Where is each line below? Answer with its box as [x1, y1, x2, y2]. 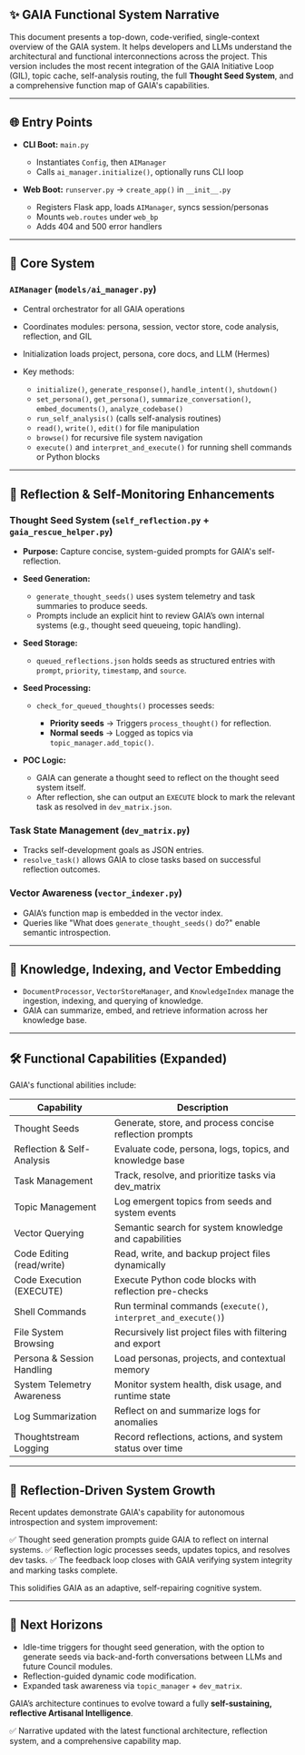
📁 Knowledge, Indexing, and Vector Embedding [9, 961, 281, 977]
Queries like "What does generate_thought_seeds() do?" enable [22, 917, 261, 928]
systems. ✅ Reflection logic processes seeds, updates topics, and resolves [9, 1545, 290, 1556]
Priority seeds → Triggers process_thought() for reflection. [49, 718, 272, 728]
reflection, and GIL [22, 331, 93, 342]
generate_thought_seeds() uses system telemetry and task [35, 591, 256, 602]
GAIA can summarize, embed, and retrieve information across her [22, 1005, 268, 1016]
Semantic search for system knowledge [113, 1222, 283, 1234]
